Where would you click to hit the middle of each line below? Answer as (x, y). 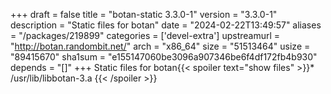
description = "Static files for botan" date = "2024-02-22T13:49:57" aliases (166, 25)
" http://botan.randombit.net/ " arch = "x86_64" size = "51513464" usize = (160, 46)
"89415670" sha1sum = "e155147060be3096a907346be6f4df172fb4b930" (164, 57)
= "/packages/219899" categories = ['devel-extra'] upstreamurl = (145, 35)
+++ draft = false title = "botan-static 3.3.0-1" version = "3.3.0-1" (144, 14)
